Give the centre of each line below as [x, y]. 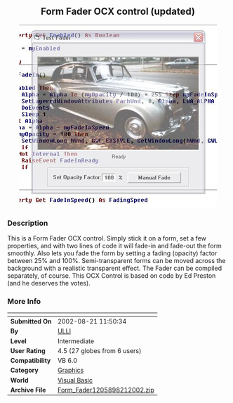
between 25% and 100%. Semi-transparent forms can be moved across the [116, 261]
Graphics [71, 370]
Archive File [28, 390]
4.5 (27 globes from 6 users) [99, 350]
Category [24, 370]
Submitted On [31, 321]
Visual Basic [75, 380]
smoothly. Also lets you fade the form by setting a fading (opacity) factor [112, 253]
